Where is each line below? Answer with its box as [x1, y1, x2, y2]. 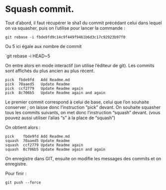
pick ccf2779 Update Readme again [5, 86, 83, 91]
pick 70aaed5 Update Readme [5, 82, 70, 87]
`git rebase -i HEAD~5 [5, 53, 51, 59]
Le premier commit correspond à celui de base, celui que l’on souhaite [5, 99, 149, 105]
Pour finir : [5, 170, 27, 176]
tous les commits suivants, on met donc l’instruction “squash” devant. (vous [5, 109, 161, 115]
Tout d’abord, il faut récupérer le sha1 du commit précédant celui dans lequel [5, 20, 162, 26]
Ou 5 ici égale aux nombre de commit [5, 43, 82, 49]
